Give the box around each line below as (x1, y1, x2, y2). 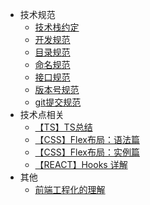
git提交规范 (34, 96, 82, 108)
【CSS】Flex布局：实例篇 (34, 146, 140, 158)
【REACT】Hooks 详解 (34, 159, 128, 170)
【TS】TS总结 (34, 121, 93, 133)
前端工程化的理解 (34, 184, 106, 195)
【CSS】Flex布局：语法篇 (34, 134, 140, 145)
